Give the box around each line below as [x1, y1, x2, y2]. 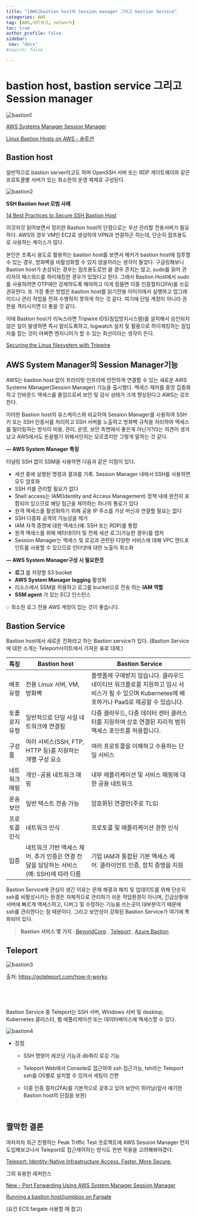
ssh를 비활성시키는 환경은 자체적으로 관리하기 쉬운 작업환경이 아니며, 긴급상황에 [6, 894, 189, 901]
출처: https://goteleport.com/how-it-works [6, 973, 107, 980]
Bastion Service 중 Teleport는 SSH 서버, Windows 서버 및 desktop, [6, 1008, 164, 1015]
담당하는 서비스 [38, 861, 78, 869]
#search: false [6, 47, 43, 53]
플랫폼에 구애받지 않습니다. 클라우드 [91, 671, 185, 680]
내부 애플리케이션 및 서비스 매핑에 [91, 771, 179, 779]
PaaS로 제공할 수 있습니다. [114, 698, 184, 706]
